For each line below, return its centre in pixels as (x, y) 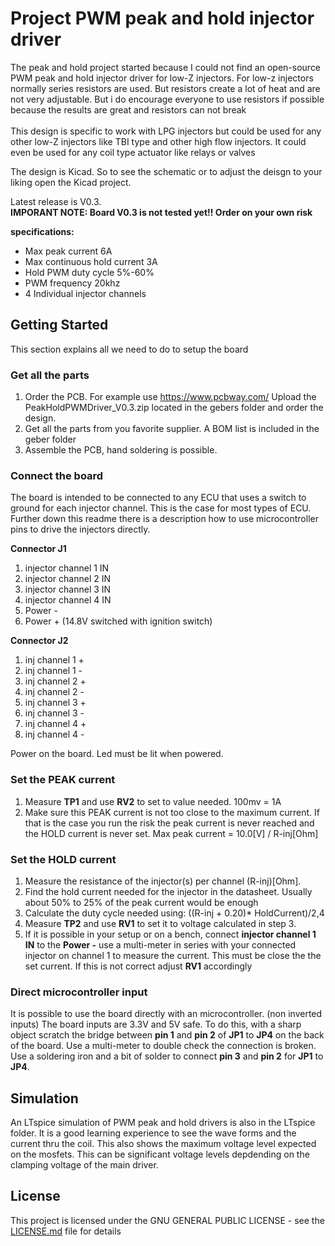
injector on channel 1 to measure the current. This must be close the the (173, 955)
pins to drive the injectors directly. (80, 529)
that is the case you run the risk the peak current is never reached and (169, 823)
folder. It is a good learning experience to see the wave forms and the (153, 1133)
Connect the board (57, 475)
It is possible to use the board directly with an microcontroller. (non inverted (166, 1014)
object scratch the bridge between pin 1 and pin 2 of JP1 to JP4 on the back (167, 1035)
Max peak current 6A (68, 251)
